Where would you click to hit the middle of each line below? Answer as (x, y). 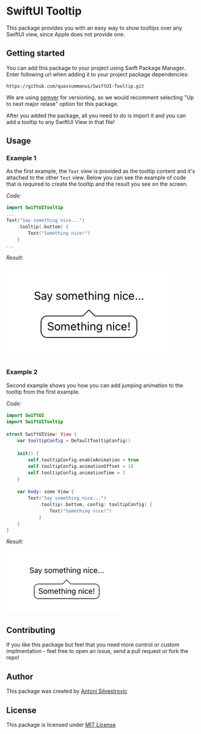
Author (20, 676)
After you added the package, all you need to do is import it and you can (96, 115)
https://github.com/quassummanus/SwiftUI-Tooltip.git (75, 86)
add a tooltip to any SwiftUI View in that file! (61, 122)
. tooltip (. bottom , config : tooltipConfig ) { (95, 505)
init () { (28, 454)
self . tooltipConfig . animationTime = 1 (77, 473)
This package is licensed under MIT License (61, 724)
